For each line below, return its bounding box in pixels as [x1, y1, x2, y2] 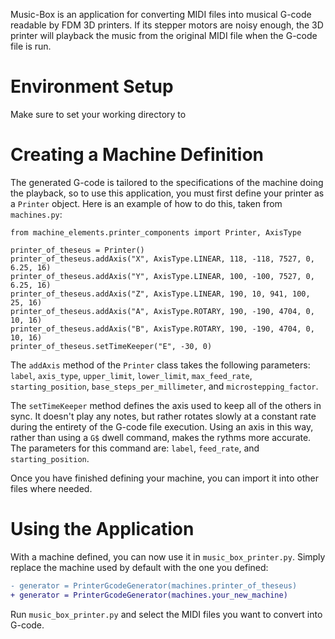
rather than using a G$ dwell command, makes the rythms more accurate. [10, 431, 312, 443]
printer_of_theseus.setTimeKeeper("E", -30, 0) [10, 341, 213, 351]
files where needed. [10, 482, 93, 494]
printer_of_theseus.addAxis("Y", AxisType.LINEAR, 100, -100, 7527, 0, [10, 271, 315, 281]
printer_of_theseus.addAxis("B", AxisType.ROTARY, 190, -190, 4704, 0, [10, 324, 315, 334]
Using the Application [10, 518, 195, 541]
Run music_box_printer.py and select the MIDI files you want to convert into [10, 608, 323, 620]
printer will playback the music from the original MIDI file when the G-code [10, 30, 318, 41]
